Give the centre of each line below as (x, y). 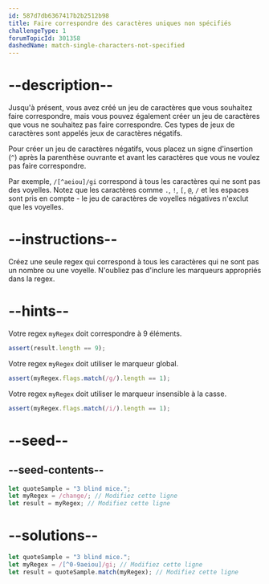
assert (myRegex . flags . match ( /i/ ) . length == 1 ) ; (90, 408)
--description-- (61, 86)
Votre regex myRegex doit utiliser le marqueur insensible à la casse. (118, 394)
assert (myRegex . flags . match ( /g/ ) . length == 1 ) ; (90, 378)
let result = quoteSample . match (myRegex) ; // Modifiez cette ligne (124, 572)
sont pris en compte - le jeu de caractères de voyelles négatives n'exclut (128, 198)
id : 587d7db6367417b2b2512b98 (59, 16)
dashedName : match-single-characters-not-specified (96, 46)
